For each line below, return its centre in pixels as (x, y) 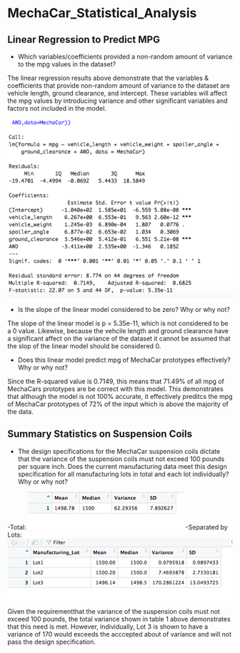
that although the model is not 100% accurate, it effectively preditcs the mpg (120, 396)
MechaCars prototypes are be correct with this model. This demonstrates (115, 389)
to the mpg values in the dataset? (67, 64)
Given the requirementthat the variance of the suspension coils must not (114, 612)
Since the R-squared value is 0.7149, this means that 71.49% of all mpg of (116, 381)
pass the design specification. (52, 642)
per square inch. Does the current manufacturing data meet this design (122, 466)
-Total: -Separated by (118, 527)
